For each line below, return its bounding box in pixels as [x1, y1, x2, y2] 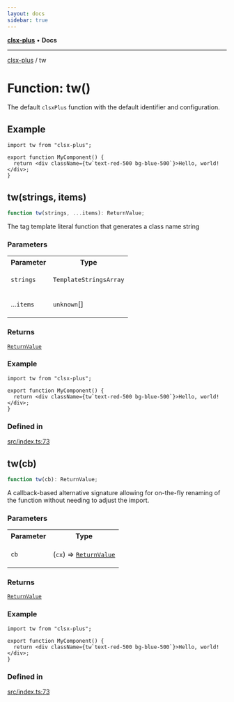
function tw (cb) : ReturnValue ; [7, 476, 98, 483]
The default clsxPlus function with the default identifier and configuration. [7, 103, 221, 111]
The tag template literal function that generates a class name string [7, 222, 200, 231]
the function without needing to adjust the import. [7, 496, 150, 504]
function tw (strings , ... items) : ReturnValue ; [7, 210, 145, 217]
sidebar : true [7, 17, 49, 24]
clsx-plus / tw [7, 56, 47, 64]
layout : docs [7, 10, 45, 17]
